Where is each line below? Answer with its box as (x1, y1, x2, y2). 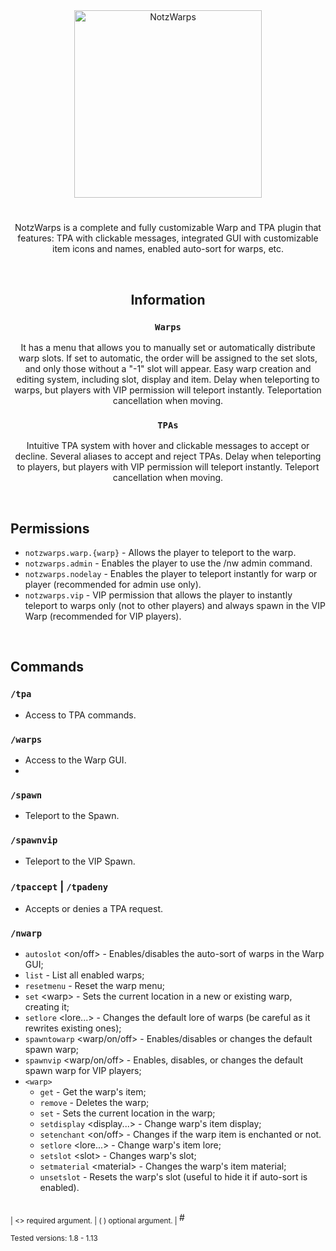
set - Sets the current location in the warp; (39, 1107, 216, 1119)
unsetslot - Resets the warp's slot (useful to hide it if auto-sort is (39, 1171, 308, 1183)
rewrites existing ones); (24, 1022, 122, 1034)
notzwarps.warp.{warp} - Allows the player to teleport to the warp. (24, 546, 297, 558)
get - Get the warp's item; (39, 1086, 147, 1098)
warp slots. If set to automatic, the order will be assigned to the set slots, (18, 352, 318, 364)
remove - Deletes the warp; (39, 1097, 150, 1109)
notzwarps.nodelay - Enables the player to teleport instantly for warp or (24, 567, 318, 579)
